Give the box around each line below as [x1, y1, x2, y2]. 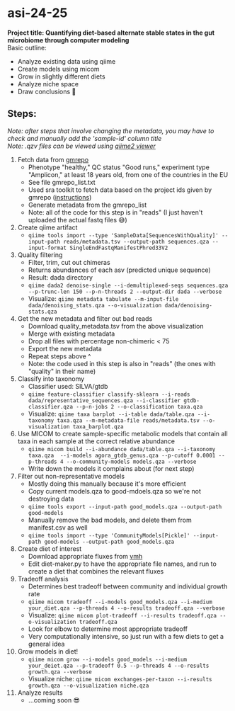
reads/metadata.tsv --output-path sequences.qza [63, 238, 210, 245]
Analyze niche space [17, 79, 79, 88]
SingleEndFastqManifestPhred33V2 [69, 244, 168, 251]
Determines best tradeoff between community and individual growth [28, 582, 228, 591]
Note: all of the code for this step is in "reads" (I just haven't [28, 207, 203, 217]
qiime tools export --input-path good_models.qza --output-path [28, 503, 222, 511]
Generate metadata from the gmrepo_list [28, 200, 147, 209]
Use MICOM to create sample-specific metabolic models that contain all [17, 429, 228, 438]
